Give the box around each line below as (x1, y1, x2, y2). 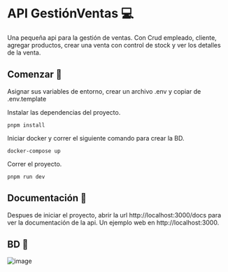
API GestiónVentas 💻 (7, 6, 134, 22)
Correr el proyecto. (7, 159, 62, 168)
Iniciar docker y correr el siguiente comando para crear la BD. (7, 134, 185, 142)
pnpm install (7, 122, 45, 129)
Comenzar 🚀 (7, 69, 62, 80)
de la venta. (7, 48, 41, 57)
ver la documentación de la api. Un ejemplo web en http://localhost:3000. (7, 218, 220, 227)
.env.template (7, 94, 47, 103)
